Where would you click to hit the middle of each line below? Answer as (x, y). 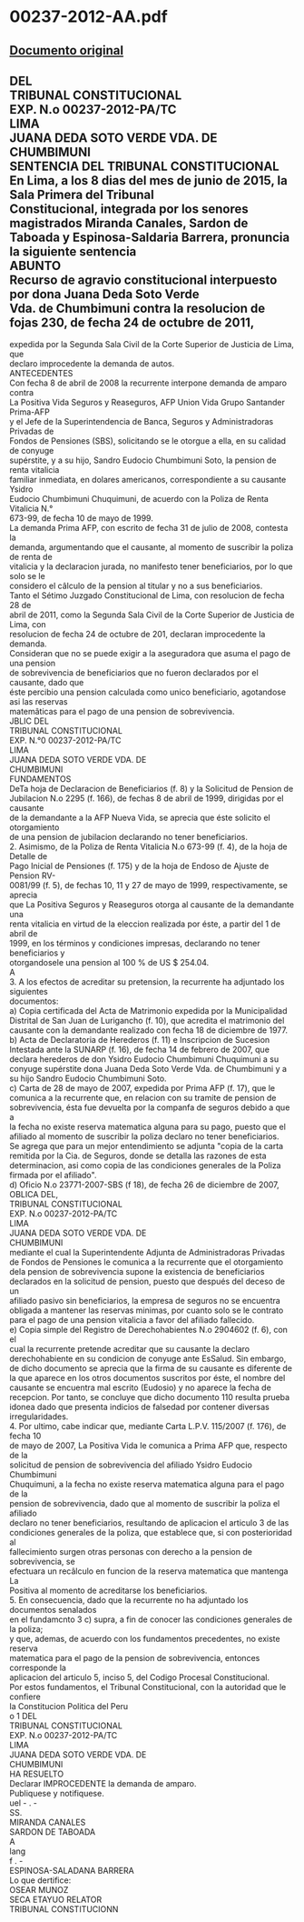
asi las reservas (39, 702)
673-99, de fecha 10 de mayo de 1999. (82, 518)
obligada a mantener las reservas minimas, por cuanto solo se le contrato (147, 1310)
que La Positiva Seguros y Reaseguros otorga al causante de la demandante (152, 905)
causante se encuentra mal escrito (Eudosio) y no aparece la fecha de (141, 1387)
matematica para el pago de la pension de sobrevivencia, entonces (135, 1658)
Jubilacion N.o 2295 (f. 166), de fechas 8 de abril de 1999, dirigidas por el (147, 798)
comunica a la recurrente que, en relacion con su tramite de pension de (143, 1098)
